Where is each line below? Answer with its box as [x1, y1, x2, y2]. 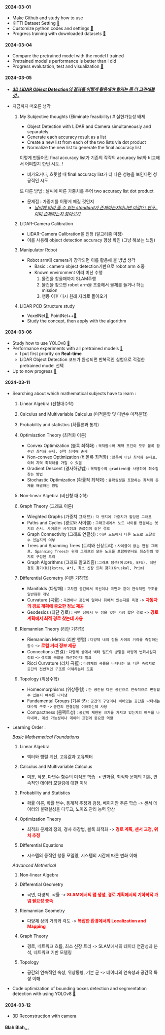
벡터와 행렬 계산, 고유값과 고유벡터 [27, 754, 93, 760]
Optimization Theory [19, 816, 62, 822]
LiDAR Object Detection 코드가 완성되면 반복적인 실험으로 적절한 [19, 356, 145, 362]
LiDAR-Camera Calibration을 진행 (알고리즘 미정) [27, 231, 123, 237]
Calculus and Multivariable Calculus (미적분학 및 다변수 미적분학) [19, 411, 148, 417]
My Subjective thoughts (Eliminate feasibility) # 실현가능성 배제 [19, 114, 146, 119]
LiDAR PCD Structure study [19, 303, 75, 309]
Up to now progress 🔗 [12, 368, 57, 374]
